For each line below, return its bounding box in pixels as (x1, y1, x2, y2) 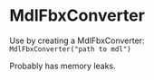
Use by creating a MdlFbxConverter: (9, 35, 145, 46)
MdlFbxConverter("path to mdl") (9, 44, 131, 54)
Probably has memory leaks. (9, 60, 116, 71)
